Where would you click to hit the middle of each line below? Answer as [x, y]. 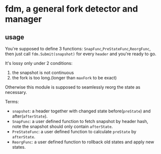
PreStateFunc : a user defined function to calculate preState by [74, 131]
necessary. [16, 92]
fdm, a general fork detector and [72, 9]
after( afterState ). [30, 116]
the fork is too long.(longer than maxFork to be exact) [64, 78]
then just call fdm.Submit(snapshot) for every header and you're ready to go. [81, 54]
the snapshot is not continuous [43, 73]
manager [24, 19]
